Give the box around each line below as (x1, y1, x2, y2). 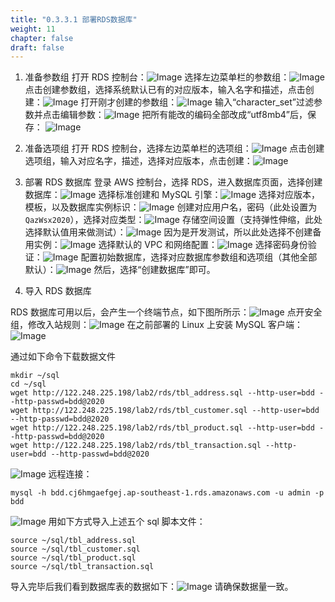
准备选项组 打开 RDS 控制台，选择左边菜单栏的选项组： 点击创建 (24, 142, 325, 155)
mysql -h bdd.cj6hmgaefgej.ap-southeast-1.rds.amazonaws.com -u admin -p (10, 488, 325, 498)
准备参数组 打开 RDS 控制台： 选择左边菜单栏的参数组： (24, 71, 290, 83)
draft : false (10, 42, 65, 53)
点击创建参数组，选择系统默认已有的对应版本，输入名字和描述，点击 (24, 84, 306, 96)
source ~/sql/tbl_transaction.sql (10, 562, 155, 572)
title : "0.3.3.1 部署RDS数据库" (10, 14, 138, 25)
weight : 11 (10, 24, 56, 34)
